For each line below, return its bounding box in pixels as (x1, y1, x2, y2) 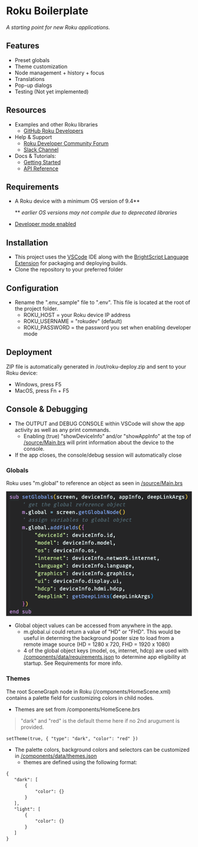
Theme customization (14, 63, 68, 70)
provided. (20, 723, 44, 730)
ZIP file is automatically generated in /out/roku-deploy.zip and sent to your (6, 363, 187, 370)
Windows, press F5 (14, 380, 62, 388)
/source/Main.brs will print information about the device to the (23, 439, 174, 446)
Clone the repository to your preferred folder (14, 266, 123, 273)
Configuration (6, 283, 59, 293)
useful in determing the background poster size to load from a (23, 635, 174, 642)
